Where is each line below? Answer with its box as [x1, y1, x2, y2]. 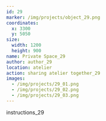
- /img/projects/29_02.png [11, 87, 79, 93]
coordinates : [6, 20, 39, 26]
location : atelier [6, 64, 52, 71]
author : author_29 [6, 59, 52, 65]
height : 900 [11, 48, 42, 54]
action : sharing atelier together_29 [6, 70, 101, 76]
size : [6, 37, 20, 43]
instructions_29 [6, 108, 44, 116]
